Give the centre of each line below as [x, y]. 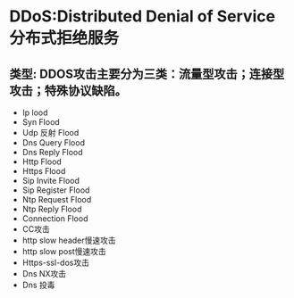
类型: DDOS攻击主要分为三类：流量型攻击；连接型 [147, 74]
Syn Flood [41, 122]
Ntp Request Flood [57, 199]
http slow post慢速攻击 [64, 251]
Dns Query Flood [53, 143]
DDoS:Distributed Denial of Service [142, 17]
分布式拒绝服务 [64, 38]
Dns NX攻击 [44, 273]
